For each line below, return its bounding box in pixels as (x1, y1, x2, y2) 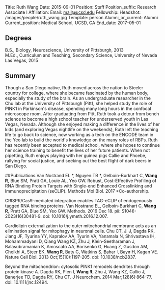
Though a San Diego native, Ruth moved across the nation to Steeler (5, 84, 143, 90)
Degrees (5, 34, 32, 42)
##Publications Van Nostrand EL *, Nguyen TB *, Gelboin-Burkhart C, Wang (5, 172, 158, 178)
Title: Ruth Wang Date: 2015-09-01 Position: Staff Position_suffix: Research (5, 4, 157, 10)
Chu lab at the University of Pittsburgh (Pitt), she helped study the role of (5, 100, 153, 106)
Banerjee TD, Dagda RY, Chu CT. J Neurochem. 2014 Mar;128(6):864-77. (5, 274, 152, 280)
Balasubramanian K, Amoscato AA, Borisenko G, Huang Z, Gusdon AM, (5, 243, 149, 249)
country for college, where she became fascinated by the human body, (5, 90, 149, 96)
